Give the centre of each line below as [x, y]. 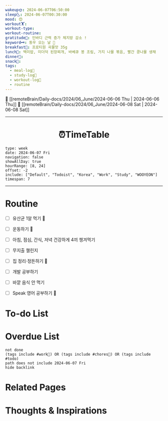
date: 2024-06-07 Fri [28, 153]
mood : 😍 [14, 19]
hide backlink [20, 368]
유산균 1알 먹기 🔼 [29, 218]
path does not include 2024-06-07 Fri [45, 363]
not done [14, 350]
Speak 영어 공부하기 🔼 [34, 293]
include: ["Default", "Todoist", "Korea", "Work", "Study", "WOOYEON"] [81, 175]
